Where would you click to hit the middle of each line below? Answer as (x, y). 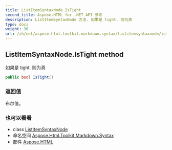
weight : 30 (17, 29)
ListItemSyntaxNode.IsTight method (64, 55)
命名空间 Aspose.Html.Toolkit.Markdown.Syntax (63, 136)
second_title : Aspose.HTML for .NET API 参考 (54, 15)
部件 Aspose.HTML (33, 142)
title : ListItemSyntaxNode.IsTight (43, 10)
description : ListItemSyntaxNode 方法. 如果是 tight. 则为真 (69, 19)
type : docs (17, 24)
